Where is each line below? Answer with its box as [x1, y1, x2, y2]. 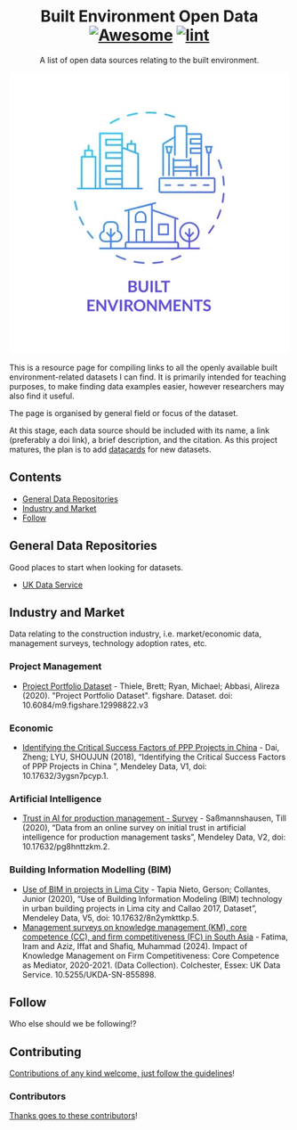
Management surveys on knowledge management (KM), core [21, 921, 247, 932]
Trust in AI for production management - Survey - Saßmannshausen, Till [21, 813, 287, 823]
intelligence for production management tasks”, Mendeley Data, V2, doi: [21, 831, 286, 843]
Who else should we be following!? [9, 1019, 137, 1029]
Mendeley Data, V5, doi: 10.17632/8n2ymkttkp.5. [21, 912, 199, 923]
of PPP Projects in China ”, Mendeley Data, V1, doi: [21, 760, 207, 772]
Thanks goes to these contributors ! [9, 1110, 138, 1121]
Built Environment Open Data [40, 6, 259, 27]
